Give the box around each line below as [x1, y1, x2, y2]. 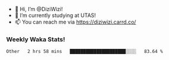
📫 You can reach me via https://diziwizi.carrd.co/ [14, 18, 136, 25]
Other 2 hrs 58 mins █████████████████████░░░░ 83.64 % [6, 49, 163, 55]
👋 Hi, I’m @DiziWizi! [14, 6, 63, 12]
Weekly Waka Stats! [6, 35, 65, 44]
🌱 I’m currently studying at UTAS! [14, 12, 96, 19]
